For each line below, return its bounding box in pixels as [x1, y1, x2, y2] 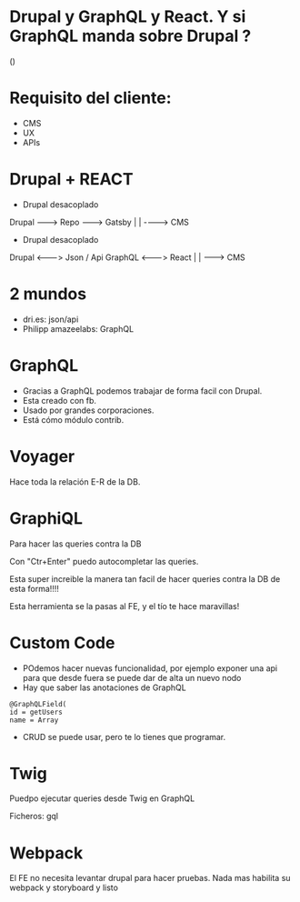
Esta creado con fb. [22, 395, 97, 406]
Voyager [9, 446, 75, 466]
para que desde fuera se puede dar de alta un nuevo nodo [22, 672, 242, 683]
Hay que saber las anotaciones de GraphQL [22, 682, 186, 693]
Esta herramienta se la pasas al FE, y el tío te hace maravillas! [9, 600, 240, 611]
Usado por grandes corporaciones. [22, 405, 155, 416]
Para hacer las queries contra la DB [9, 538, 143, 549]
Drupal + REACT [9, 169, 134, 190]
